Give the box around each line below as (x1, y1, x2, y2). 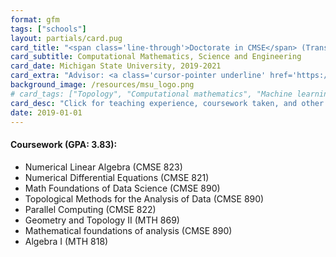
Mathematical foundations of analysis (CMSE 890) (24, 224, 233, 236)
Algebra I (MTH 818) (24, 235, 109, 247)
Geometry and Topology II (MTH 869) (24, 214, 180, 226)
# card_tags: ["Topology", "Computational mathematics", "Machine (10, 89, 293, 99)
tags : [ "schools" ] (10, 24, 87, 34)
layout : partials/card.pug (10, 33, 123, 43)
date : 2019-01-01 (10, 107, 83, 118)
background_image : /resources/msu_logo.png (10, 80, 195, 90)
